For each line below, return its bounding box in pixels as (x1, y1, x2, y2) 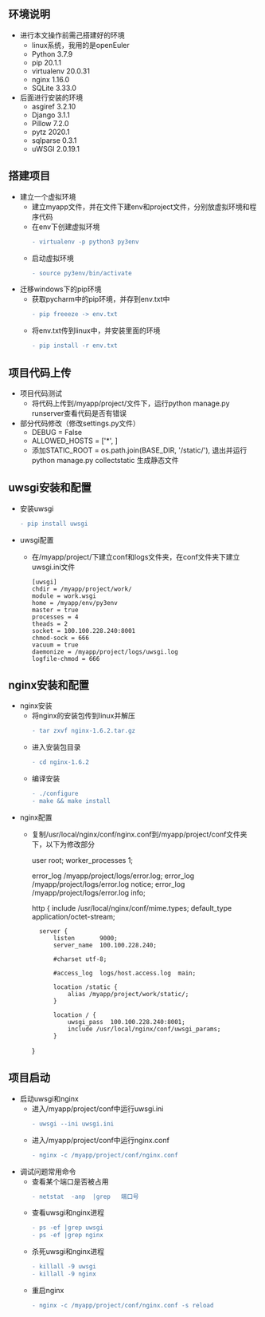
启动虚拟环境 (31, 253, 74, 263)
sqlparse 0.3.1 (31, 135, 77, 145)
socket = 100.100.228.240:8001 (31, 627, 136, 635)
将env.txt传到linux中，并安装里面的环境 (31, 326, 161, 335)
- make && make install (31, 797, 111, 805)
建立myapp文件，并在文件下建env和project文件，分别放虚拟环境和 (31, 202, 250, 212)
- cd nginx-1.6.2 (31, 758, 90, 766)
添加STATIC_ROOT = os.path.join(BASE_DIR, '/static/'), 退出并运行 (31, 445, 247, 455)
